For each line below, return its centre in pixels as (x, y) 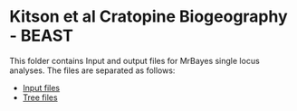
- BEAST (42, 36)
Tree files (40, 97)
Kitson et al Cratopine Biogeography (148, 17)
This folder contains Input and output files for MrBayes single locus (134, 60)
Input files (41, 88)
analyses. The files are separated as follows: (92, 70)
